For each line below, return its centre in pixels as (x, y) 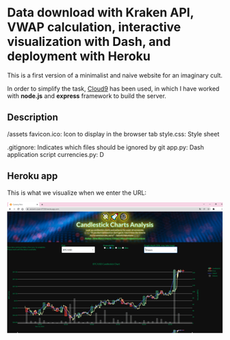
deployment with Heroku (79, 57)
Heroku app (33, 176)
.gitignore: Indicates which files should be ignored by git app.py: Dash (105, 147)
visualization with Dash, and (89, 42)
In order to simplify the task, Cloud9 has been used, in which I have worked (113, 88)
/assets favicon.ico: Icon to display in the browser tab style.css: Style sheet (113, 134)
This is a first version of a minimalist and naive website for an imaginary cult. (115, 75)
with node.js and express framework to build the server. (87, 96)
